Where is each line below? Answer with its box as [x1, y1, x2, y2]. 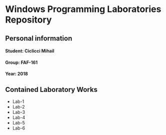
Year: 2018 [5, 71, 28, 77]
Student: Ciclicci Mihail [5, 48, 54, 54]
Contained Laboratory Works [5, 85, 97, 93]
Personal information [5, 34, 72, 42]
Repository [5, 14, 52, 25]
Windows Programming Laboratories [5, 3, 161, 15]
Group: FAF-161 [5, 59, 38, 65]
